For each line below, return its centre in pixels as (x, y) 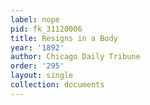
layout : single (42, 76)
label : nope (35, 19)
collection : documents (57, 85)
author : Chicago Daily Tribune (75, 57)
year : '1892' (37, 47)
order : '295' (37, 66)
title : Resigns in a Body (64, 38)
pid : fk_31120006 (46, 29)
